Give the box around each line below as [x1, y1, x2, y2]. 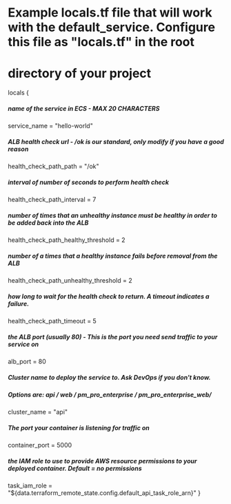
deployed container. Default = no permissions [8, 464, 142, 472]
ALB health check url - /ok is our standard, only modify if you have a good [8, 137, 225, 145]
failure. [8, 299, 30, 308]
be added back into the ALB [8, 219, 89, 227]
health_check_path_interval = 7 [8, 195, 97, 204]
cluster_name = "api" [8, 408, 68, 416]
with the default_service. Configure [8, 19, 216, 35]
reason [8, 145, 29, 153]
